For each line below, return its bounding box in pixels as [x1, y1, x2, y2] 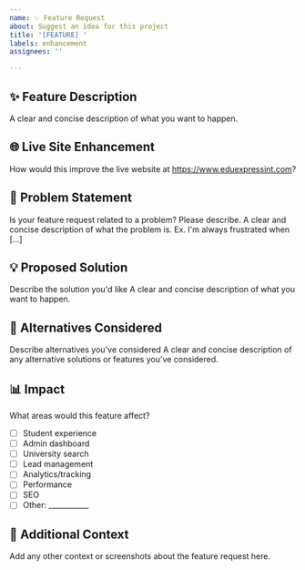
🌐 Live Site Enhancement [9, 139, 155, 155]
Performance [22, 479, 73, 490]
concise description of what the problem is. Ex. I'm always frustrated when [9, 224, 290, 235]
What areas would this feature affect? [9, 411, 150, 421]
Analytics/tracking [22, 469, 92, 480]
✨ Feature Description [9, 88, 137, 105]
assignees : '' [9, 47, 64, 56]
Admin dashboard [22, 438, 90, 449]
